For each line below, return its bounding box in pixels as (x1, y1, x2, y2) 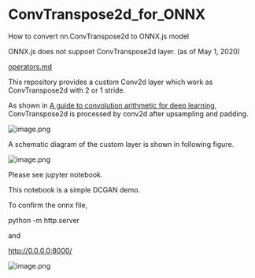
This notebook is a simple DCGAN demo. (8, 185, 140, 194)
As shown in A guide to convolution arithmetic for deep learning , (8, 101, 217, 110)
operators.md (8, 61, 53, 71)
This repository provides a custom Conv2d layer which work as (8, 77, 213, 86)
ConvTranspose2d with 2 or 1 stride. (8, 85, 126, 95)
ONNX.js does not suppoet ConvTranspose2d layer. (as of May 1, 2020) (8, 46, 240, 56)
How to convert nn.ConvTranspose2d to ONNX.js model (8, 31, 190, 41)
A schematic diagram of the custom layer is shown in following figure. (8, 139, 235, 148)
